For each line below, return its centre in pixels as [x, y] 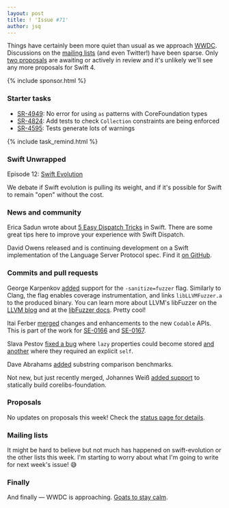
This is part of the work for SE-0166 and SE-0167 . [77, 330]
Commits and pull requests [53, 273]
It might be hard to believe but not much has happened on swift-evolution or [114, 450]
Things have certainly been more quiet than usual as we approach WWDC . [112, 46]
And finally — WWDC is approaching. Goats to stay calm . [88, 497]
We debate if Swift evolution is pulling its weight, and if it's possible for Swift [114, 187]
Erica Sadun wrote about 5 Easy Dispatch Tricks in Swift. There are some [110, 228]
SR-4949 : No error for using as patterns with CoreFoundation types [112, 113]
